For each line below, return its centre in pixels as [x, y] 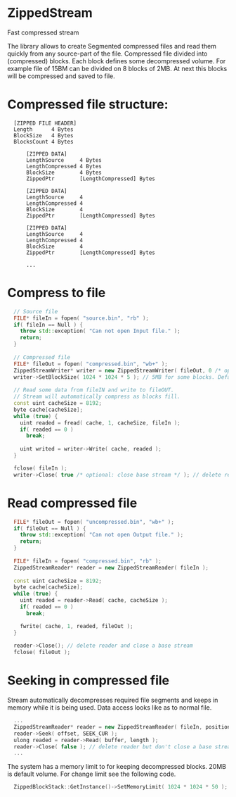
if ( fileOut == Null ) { [50, 528]
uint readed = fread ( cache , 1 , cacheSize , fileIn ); [100, 423]
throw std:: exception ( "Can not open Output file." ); [102, 535]
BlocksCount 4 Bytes [44, 142]
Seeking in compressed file [88, 680]
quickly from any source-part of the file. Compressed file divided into [107, 54]
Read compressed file [72, 503]
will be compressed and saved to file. [61, 76]
